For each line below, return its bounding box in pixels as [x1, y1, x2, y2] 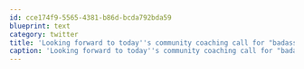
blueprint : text [9, 22, 71, 30]
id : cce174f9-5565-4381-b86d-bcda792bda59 [9, 13, 172, 22]
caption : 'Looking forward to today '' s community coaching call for [9, 47, 273, 56]
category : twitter [9, 30, 79, 39]
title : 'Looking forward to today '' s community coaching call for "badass [9, 38, 298, 47]
